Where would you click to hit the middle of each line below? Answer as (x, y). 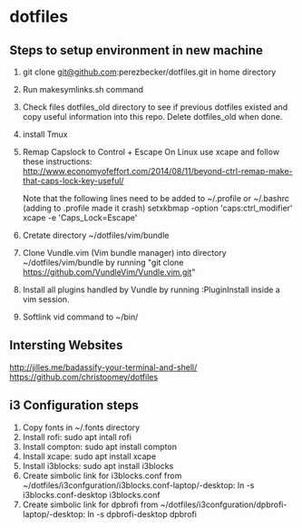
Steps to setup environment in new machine (136, 50)
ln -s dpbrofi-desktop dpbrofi (142, 513)
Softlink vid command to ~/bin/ (80, 317)
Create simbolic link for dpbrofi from (90, 504)
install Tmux (45, 134)
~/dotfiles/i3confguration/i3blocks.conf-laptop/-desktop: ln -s (138, 485)
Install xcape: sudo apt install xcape (89, 456)
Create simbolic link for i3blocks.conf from (102, 475)
